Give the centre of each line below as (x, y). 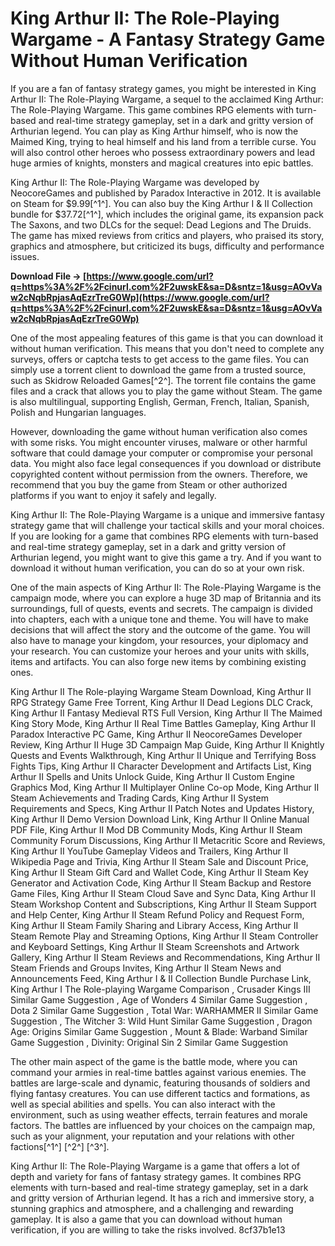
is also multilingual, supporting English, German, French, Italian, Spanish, (160, 401)
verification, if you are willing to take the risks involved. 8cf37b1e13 (148, 1229)
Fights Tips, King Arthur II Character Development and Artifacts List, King (161, 766)
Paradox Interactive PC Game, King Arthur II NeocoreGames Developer (156, 734)
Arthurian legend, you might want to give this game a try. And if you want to (166, 557)
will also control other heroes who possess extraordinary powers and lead (162, 152)
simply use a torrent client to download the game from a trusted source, (158, 369)
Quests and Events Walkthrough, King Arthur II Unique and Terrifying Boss (163, 755)
